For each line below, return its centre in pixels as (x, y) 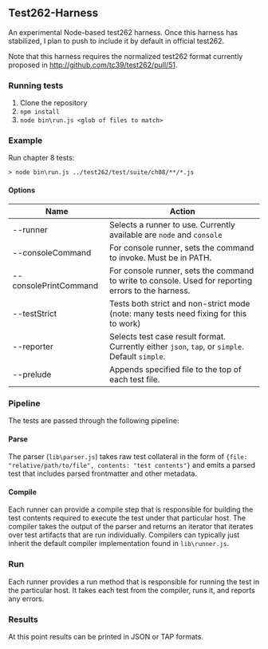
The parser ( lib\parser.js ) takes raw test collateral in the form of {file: (128, 457)
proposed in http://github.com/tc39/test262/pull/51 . (93, 65)
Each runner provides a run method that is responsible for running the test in (134, 581)
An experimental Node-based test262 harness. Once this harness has (123, 32)
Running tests (36, 85)
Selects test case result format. (167, 336)
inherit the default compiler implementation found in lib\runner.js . (119, 544)
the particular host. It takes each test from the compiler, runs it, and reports (132, 590)
